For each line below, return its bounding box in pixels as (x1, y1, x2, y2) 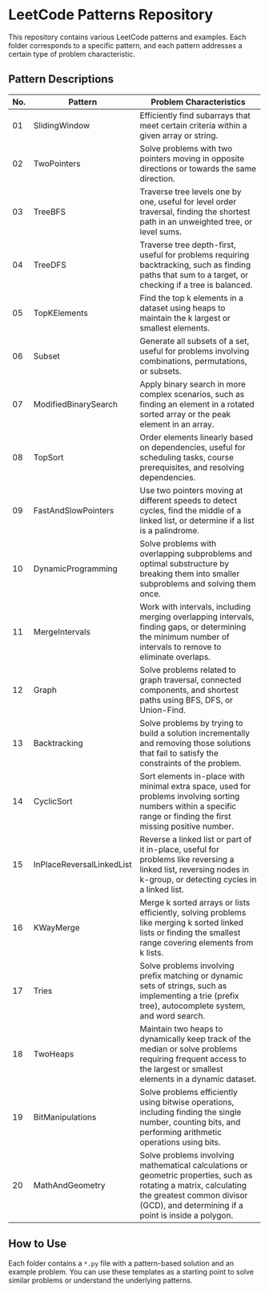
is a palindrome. (139, 525, 200, 536)
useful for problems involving (139, 345, 250, 356)
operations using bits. (139, 1137, 222, 1148)
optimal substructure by (139, 557, 230, 569)
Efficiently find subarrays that (139, 110, 251, 121)
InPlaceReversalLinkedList (33, 858, 132, 869)
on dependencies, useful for (139, 441, 246, 452)
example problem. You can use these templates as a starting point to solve (8, 1267, 255, 1276)
